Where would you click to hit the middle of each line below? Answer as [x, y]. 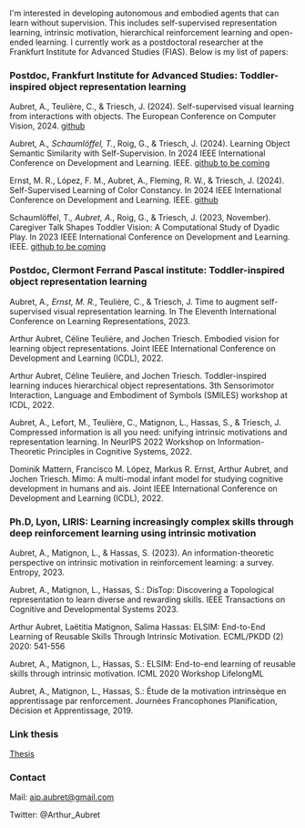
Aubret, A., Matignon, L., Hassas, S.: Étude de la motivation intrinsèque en [148, 690]
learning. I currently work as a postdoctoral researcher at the [149, 42]
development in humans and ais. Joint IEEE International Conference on [143, 488]
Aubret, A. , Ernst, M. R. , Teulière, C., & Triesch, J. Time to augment [134, 302]
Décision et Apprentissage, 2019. [71, 710]
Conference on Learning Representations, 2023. [100, 321]
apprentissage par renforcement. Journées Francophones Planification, [143, 700]
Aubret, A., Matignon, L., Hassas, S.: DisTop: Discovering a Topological [142, 589]
